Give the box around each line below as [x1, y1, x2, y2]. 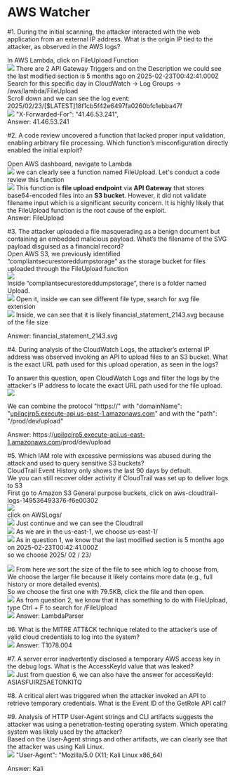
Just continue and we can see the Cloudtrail [15, 519, 144, 527]
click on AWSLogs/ [7, 510, 62, 519]
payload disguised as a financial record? [7, 242, 124, 250]
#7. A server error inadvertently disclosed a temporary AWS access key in [7, 654, 221, 663]
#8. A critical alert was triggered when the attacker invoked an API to [7, 691, 206, 699]
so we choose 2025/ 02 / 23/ [7, 550, 92, 559]
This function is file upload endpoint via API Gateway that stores [15, 183, 205, 192]
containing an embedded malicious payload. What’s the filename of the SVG [7, 235, 227, 243]
